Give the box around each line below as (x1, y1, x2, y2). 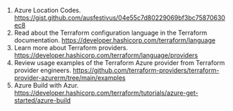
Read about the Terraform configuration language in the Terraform (13, 28, 208, 37)
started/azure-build (13, 96, 71, 105)
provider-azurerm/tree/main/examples (13, 74, 126, 82)
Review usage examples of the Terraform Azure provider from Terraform (13, 59, 225, 66)
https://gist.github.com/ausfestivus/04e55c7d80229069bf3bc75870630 (13, 13, 226, 22)
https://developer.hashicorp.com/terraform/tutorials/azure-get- (13, 88, 199, 97)
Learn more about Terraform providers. (13, 44, 129, 52)
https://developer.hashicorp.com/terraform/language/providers (13, 51, 198, 59)
